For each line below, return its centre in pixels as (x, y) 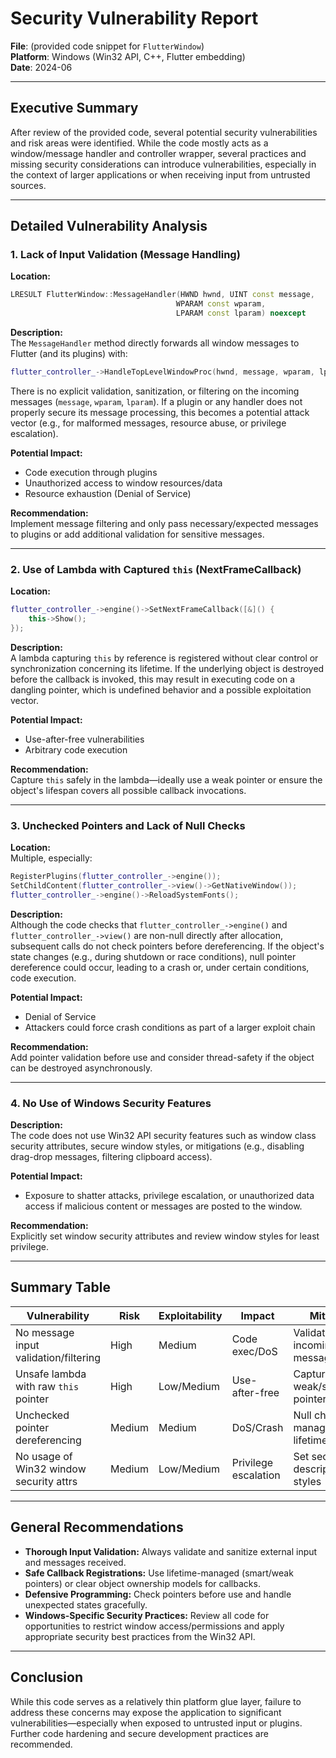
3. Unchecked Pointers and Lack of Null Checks (128, 825)
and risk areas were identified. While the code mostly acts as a (139, 143)
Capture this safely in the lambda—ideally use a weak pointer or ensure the (166, 779)
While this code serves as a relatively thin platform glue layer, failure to (156, 1701)
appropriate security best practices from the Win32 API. (140, 1636)
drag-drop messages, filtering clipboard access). (111, 1157)
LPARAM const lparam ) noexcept (241, 313)
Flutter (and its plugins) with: (69, 354)
